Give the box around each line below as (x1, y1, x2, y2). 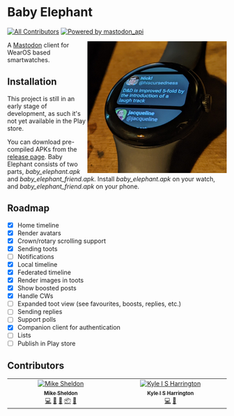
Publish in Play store (17, 339, 76, 348)
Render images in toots (17, 276, 84, 284)
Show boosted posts (17, 284, 77, 292)
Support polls (17, 315, 56, 324)
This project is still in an (7, 94, 75, 103)
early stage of (7, 102, 47, 110)
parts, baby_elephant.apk (7, 167, 81, 175)
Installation (7, 76, 57, 88)
